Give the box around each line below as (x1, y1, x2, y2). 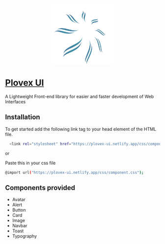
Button (12, 207, 26, 213)
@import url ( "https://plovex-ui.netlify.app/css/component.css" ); (5, 170, 144, 175)
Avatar (12, 197, 26, 203)
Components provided (5, 183, 75, 192)
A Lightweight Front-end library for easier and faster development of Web (5, 93, 154, 99)
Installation (5, 113, 40, 122)
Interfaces (5, 98, 26, 104)
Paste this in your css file (5, 160, 56, 166)
